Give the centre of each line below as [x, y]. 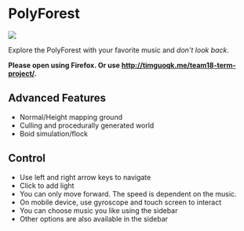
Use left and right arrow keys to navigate [85, 177]
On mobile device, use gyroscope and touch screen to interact [120, 202]
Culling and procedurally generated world [87, 125]
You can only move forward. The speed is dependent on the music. [128, 193]
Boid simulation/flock [54, 133]
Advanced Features [57, 98]
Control [27, 159]
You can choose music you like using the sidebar [98, 210]
